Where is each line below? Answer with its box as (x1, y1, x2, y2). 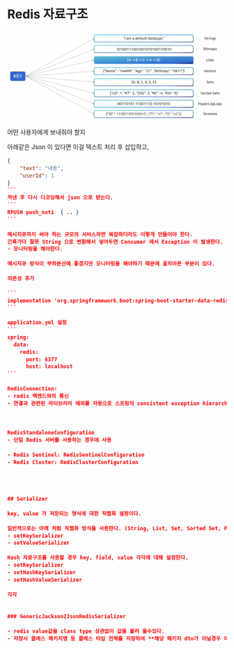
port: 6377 (25, 356, 58, 363)
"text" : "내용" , (19, 164, 64, 171)
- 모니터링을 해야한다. (7, 245, 63, 253)
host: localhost (25, 363, 73, 370)
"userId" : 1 (19, 172, 54, 179)
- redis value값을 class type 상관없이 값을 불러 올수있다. (7, 628, 165, 635)
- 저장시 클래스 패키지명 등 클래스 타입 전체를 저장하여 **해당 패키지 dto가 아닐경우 (7, 635, 221, 642)
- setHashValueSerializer (7, 576, 82, 583)
